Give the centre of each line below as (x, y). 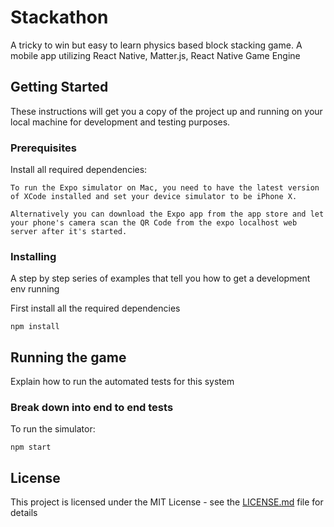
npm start (31, 447)
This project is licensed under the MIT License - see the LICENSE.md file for (167, 502)
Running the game (68, 357)
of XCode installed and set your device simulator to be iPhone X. (154, 197)
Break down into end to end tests (92, 408)
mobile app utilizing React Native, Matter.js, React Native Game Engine (155, 55)
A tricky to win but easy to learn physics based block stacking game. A (156, 45)
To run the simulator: (53, 429)
